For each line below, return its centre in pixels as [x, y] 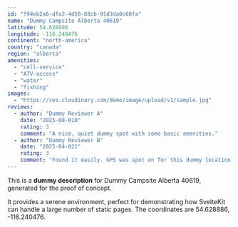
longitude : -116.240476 [43, 34]
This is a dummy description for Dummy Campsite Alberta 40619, [104, 180]
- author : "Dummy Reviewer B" [58, 140]
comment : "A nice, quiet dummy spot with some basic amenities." [119, 133]
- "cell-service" [40, 67]
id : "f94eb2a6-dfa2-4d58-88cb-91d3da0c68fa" [74, 14]
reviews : [20, 107]
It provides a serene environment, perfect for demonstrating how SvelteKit [117, 201]
